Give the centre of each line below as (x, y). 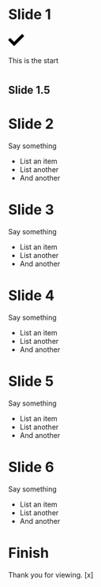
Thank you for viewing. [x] (51, 574)
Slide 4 (32, 295)
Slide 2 (31, 124)
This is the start (34, 60)
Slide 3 (31, 210)
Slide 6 (31, 467)
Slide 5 (31, 381)
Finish (29, 553)
